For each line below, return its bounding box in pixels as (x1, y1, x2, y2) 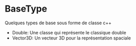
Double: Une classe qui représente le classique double (12, 29, 126, 35)
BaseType (5, 3, 48, 15)
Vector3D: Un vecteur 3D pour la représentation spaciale (12, 35, 131, 41)
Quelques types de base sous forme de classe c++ (5, 20, 112, 26)
